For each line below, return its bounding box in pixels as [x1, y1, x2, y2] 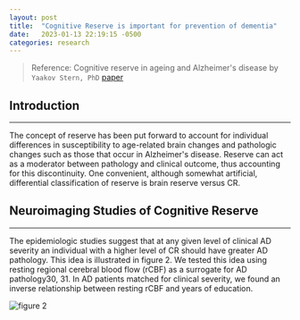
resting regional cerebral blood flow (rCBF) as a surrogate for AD [9, 264, 247, 274]
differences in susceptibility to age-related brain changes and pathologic [9, 139, 277, 150]
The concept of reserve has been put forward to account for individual [9, 131, 269, 141]
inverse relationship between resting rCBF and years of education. [9, 282, 254, 293]
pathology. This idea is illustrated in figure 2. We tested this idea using [9, 254, 268, 265]
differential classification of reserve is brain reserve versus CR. [9, 178, 241, 189]
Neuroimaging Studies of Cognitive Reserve [9, 203, 259, 219]
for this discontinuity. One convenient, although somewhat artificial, [9, 168, 258, 179]
